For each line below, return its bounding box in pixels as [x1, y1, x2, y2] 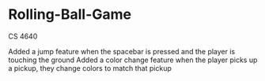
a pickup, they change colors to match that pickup [8, 63, 172, 72]
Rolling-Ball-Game [8, 6, 132, 24]
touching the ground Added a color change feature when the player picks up [8, 55, 258, 64]
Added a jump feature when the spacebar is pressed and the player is [8, 46, 236, 56]
